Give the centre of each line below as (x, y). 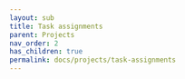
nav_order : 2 (34, 43)
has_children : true (46, 52)
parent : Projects (42, 35)
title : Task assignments (56, 26)
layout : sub (32, 18)
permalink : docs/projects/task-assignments (93, 60)
